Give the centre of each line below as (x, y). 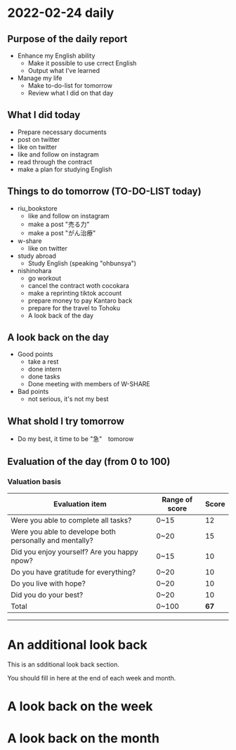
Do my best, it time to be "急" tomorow (76, 439)
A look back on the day (58, 337)
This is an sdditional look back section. (63, 664)
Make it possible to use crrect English (82, 63)
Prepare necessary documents (62, 132)
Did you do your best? (47, 595)
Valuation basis (34, 481)
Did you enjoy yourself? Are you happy (74, 551)
